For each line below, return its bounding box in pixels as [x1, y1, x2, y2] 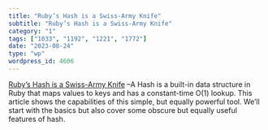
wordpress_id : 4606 [8, 58, 75, 66]
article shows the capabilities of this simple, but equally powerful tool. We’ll [8, 97, 260, 106]
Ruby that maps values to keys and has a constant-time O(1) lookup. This [8, 88, 253, 97]
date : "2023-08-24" [8, 42, 75, 50]
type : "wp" [8, 50, 45, 58]
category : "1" [8, 27, 57, 35]
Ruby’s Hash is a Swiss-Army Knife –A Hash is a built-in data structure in [8, 79, 251, 89]
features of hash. [8, 114, 66, 123]
